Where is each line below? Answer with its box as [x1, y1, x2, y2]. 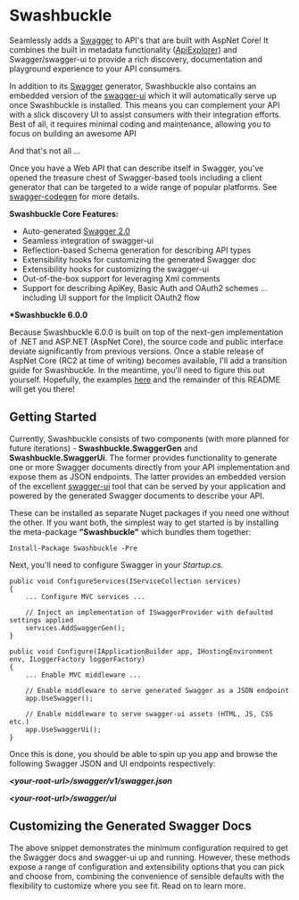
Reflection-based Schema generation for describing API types [21, 245, 252, 255]
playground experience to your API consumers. [9, 63, 183, 74]
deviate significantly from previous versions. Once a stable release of [9, 346, 264, 356]
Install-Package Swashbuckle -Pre [9, 544, 138, 553]
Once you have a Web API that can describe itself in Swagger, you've [9, 162, 264, 173]
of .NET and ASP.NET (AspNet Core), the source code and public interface [9, 336, 284, 346]
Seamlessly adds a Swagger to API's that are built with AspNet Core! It [9, 35, 270, 46]
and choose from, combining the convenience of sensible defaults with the [9, 871, 285, 881]
